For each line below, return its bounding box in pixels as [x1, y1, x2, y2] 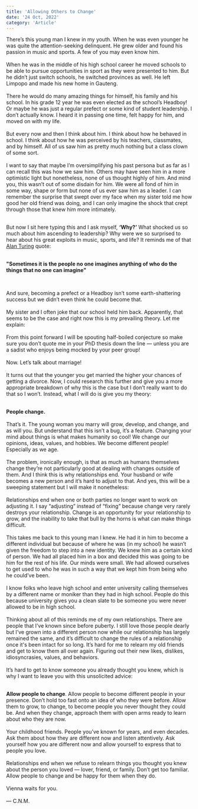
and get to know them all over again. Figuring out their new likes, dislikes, [6, 647, 185, 655]
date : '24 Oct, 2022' [6, 14, 60, 20]
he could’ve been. [6, 572, 50, 579]
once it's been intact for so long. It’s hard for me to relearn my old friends [6, 641, 184, 648]
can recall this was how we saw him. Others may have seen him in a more [6, 168, 186, 175]
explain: [6, 321, 25, 328]
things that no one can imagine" [6, 267, 87, 274]
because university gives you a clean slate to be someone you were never [6, 597, 187, 605]
